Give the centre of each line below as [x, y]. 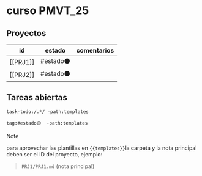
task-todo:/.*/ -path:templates [47, 112]
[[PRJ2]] [22, 75]
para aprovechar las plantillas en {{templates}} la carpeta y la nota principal [102, 148]
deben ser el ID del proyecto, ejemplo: [54, 154]
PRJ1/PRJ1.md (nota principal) [58, 166]
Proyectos [26, 33]
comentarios [95, 50]
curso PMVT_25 [48, 11]
